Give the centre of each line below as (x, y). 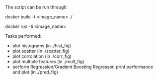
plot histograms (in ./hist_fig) (41, 46)
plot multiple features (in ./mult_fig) (48, 61)
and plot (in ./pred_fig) (35, 72)
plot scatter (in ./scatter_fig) (41, 51)
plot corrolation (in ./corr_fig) (42, 56)
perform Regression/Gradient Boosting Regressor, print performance (82, 67)
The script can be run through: (37, 7)
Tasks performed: (23, 36)
